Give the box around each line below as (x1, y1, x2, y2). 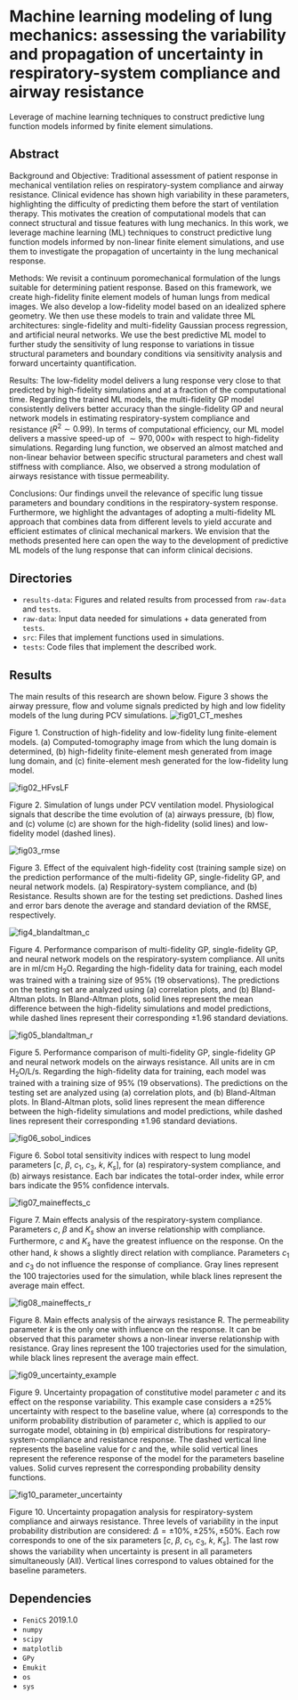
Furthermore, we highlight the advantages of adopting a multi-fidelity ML (9, 507, 277, 518)
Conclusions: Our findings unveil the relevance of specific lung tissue (9, 488, 264, 499)
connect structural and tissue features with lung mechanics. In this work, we (9, 217, 289, 228)
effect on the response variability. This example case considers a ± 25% (9, 1396, 272, 1407)
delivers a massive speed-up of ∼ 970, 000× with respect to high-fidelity (9, 433, 280, 444)
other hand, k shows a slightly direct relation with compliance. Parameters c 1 (9, 1248, 290, 1260)
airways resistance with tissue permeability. (9, 471, 170, 482)
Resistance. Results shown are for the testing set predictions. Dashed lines (9, 891, 283, 902)
